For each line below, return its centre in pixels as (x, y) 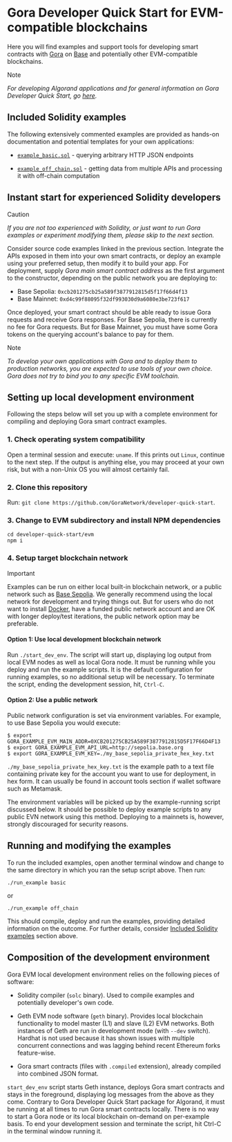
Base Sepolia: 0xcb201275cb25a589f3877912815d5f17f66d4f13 (102, 291)
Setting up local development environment (101, 397)
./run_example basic (37, 882)
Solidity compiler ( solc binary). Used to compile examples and (106, 995)
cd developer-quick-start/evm (51, 535)
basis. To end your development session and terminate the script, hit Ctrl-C (114, 1123)
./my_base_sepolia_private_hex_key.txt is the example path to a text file (110, 766)
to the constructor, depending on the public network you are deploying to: (112, 278)
